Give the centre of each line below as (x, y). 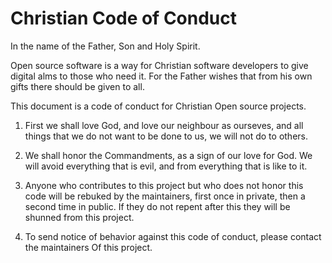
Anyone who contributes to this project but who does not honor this (164, 185)
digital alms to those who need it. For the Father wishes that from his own (161, 76)
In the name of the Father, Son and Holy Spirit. (105, 46)
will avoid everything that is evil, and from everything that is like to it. (166, 166)
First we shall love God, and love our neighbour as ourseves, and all (164, 125)
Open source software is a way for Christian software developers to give (159, 65)
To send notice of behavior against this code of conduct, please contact (173, 236)
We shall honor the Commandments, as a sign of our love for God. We (168, 155)
